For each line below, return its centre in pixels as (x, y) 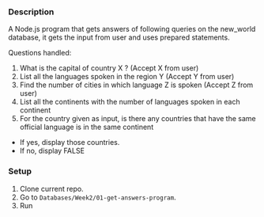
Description (31, 12)
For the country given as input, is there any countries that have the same (138, 119)
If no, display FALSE (52, 151)
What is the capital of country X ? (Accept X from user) (109, 68)
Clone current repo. (52, 188)
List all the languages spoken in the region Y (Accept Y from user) (127, 77)
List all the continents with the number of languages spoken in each (130, 102)
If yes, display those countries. (70, 143)
